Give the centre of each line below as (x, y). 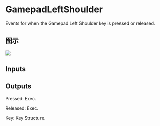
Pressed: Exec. (21, 98)
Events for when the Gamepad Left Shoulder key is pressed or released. (80, 23)
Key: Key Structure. (25, 118)
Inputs (16, 69)
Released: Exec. (22, 108)
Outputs (18, 86)
